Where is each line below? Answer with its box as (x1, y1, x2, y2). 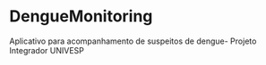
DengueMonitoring (9, 6, 153, 27)
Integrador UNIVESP (9, 45, 85, 55)
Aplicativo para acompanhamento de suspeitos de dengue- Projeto (9, 36, 257, 46)
